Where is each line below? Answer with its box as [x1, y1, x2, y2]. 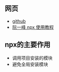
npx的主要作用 [5, 41, 51, 49]
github [12, 18, 26, 24]
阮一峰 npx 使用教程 [12, 24, 54, 30]
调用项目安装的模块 [12, 55, 53, 61]
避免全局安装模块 [12, 61, 48, 67]
